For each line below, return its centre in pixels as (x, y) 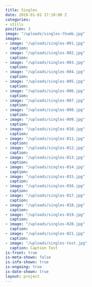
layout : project (22, 276)
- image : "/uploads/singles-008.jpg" (45, 110)
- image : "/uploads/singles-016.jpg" (45, 186)
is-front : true (21, 253)
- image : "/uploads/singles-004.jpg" (45, 72)
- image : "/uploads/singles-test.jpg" (46, 243)
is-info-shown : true (27, 262)
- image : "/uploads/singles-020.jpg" (45, 224)
